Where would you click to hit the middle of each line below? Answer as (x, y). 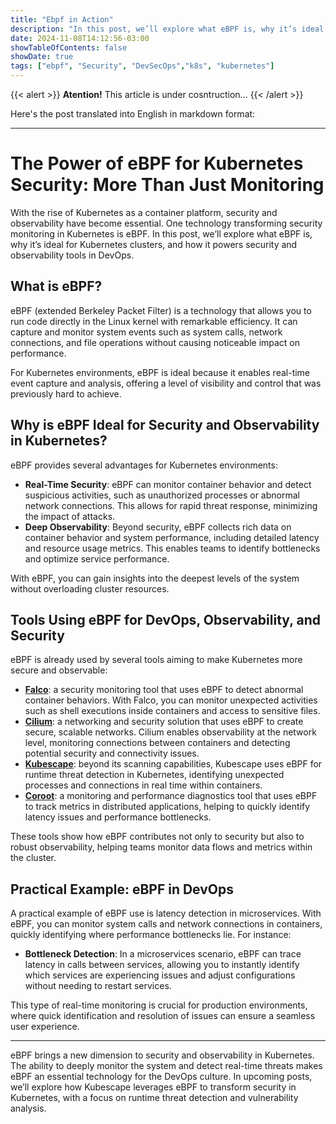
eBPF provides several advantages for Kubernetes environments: (144, 465)
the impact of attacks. (70, 516)
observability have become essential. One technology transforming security (166, 223)
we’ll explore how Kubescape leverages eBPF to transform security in (153, 1087)
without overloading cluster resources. (90, 588)
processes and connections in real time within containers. (143, 785)
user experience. (45, 1027)
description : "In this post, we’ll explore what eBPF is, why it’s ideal (167, 29)
